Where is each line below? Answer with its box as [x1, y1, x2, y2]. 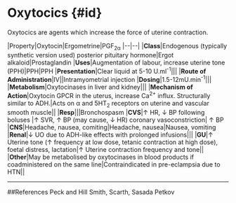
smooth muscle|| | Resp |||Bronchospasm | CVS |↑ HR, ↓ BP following [7, 108, 205, 116]
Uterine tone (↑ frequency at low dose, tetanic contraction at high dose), [7, 138, 218, 146]
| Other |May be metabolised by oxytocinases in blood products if [7, 153, 195, 161]
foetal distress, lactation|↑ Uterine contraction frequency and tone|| [7, 145, 204, 153]
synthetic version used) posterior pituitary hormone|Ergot [7, 50, 174, 59]
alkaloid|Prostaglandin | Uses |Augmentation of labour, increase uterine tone [7, 58, 225, 66]
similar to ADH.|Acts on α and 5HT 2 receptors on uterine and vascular [7, 99, 209, 109]
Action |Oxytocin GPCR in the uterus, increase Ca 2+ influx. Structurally [7, 90, 211, 99]
